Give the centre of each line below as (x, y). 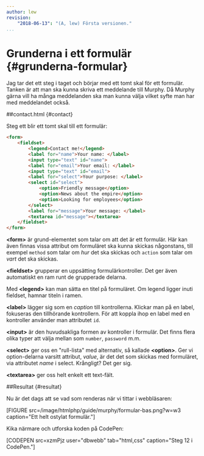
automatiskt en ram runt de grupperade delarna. (67, 277)
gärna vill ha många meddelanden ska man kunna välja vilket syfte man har (100, 96)
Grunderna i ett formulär (69, 53)
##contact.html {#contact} (40, 114)
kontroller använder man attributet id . (53, 320)
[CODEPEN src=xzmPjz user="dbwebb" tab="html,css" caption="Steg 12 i (100, 440)
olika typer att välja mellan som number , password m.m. (74, 338)
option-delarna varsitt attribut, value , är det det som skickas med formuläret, (102, 357)
